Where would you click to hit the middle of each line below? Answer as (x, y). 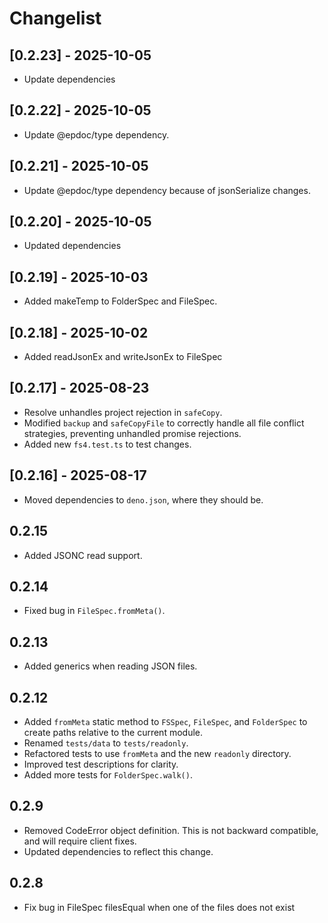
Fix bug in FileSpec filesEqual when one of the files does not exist (159, 907)
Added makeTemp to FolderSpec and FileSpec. (120, 301)
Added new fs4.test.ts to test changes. (107, 444)
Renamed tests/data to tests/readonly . (106, 743)
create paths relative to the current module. (113, 732)
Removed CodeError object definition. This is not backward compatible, (171, 830)
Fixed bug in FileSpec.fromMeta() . (94, 611)
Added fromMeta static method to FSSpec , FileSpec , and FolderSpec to (165, 721)
